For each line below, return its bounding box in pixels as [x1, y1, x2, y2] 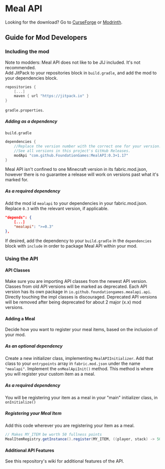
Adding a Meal [5, 315, 35, 322]
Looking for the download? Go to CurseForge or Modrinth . [5, 19, 123, 25]
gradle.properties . [5, 107, 44, 113]
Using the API [5, 255, 38, 262]
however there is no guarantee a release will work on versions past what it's [5, 171, 159, 177]
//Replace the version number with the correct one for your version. [14, 143, 162, 149]
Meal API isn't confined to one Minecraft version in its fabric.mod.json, [5, 166, 147, 172]
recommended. [5, 64, 36, 70]
